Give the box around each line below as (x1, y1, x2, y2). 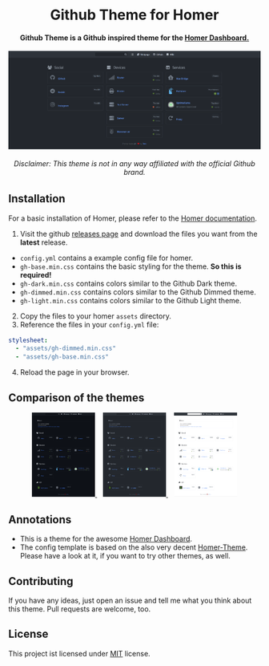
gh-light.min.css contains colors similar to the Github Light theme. (19, 295, 242, 305)
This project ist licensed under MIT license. (8, 648, 151, 658)
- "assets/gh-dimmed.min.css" (15, 344, 116, 353)
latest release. (19, 238, 68, 247)
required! (19, 270, 52, 279)
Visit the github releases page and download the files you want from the (19, 229, 258, 238)
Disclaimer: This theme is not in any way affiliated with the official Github (14, 158, 255, 169)
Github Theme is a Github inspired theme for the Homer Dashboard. (19, 33, 250, 43)
